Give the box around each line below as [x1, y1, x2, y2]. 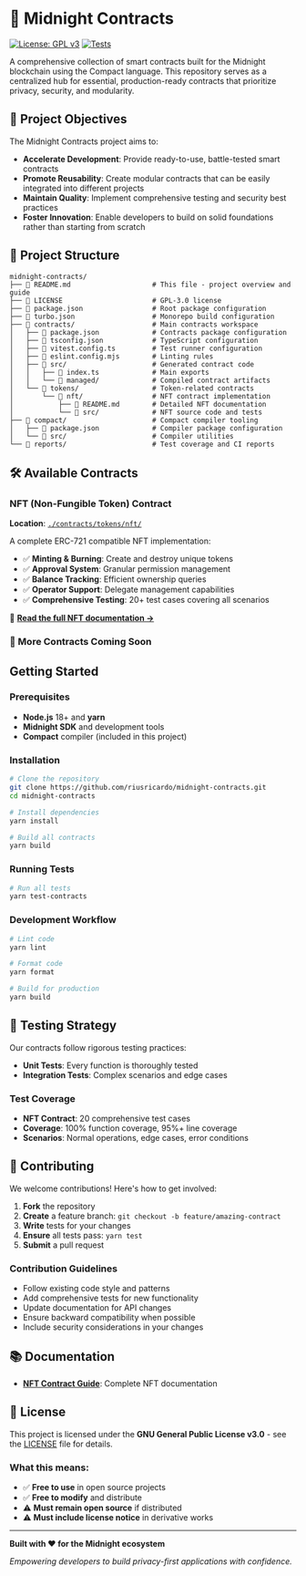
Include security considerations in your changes [22, 1322, 204, 1332]
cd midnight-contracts [9, 791, 96, 801]
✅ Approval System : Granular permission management [22, 564, 230, 575]
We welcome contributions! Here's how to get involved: [9, 1183, 217, 1194]
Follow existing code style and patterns [22, 1283, 170, 1294]
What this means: [9, 1461, 89, 1474]
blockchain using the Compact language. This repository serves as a [9, 66, 267, 77]
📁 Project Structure [9, 248, 120, 264]
